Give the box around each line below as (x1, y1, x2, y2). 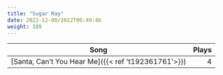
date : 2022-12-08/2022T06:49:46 (7, 17, 101, 24)
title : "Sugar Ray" (7, 10, 64, 17)
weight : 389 (7, 23, 42, 30)
